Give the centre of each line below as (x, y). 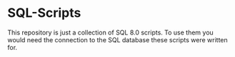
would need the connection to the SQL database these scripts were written (118, 39)
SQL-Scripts (44, 13)
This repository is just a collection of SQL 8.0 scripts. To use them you (111, 32)
